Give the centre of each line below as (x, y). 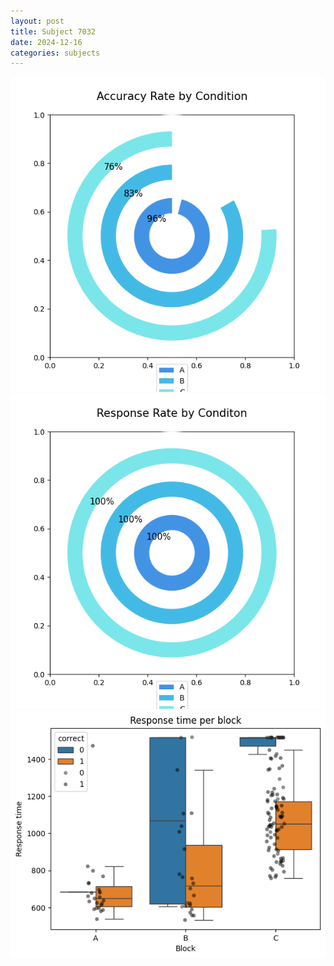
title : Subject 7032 (53, 31)
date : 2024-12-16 (46, 42)
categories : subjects (55, 53)
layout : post (37, 21)
